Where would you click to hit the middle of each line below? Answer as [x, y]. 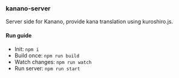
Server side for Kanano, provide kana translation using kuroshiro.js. [89, 22]
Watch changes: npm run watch [53, 62]
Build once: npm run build [47, 55]
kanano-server [28, 8]
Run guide [19, 35]
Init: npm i [27, 49]
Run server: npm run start [47, 68]
